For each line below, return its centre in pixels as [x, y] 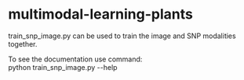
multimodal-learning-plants [101, 14]
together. [23, 43]
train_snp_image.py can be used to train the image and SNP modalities [122, 36]
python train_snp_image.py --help [63, 67]
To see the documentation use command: [75, 59]
